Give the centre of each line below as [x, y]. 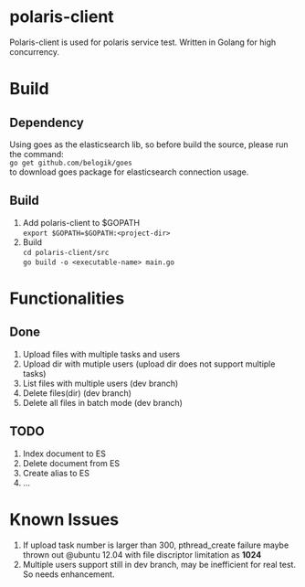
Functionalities [67, 298]
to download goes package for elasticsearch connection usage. [129, 172]
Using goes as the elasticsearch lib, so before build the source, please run [149, 144]
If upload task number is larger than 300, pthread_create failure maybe [156, 545]
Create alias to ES [56, 473]
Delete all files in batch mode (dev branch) [102, 402]
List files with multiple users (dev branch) [100, 383]
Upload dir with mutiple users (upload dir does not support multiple [149, 364]
